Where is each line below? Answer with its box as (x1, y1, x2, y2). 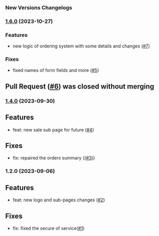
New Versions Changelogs (5, 4, 73, 11)
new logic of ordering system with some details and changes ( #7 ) (12, 43, 150, 49)
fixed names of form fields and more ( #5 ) (12, 67, 99, 73)
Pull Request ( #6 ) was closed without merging (5, 82, 154, 91)
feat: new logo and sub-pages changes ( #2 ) (12, 197, 105, 203)
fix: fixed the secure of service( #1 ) (12, 225, 85, 231)
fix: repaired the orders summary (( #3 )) (12, 155, 95, 161)
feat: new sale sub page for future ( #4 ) (12, 126, 94, 133)
